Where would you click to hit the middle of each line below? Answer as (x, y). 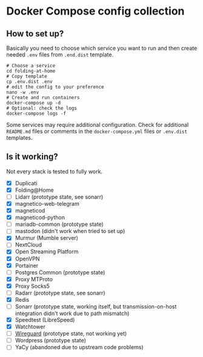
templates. (19, 138)
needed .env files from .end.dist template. (60, 55)
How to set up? (35, 34)
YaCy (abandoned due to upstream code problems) (79, 347)
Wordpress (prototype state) (51, 341)
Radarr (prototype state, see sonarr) (60, 293)
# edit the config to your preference (55, 87)
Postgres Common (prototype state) (60, 272)
